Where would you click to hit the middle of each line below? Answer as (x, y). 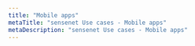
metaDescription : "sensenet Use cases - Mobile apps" (98, 30)
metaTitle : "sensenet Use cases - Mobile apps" (88, 23)
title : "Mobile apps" (44, 15)
